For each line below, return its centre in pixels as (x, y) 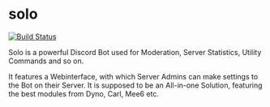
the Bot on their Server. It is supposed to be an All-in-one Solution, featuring (135, 85)
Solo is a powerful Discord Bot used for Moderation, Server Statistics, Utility (135, 52)
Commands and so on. (46, 61)
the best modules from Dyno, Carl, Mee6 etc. (84, 93)
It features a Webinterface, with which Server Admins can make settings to (133, 76)
